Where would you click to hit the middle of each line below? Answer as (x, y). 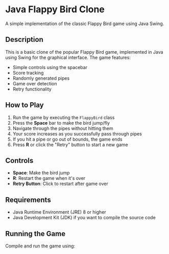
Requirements (28, 200)
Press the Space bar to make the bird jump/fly (61, 123)
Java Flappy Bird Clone (55, 9)
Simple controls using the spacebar (50, 67)
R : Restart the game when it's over (49, 178)
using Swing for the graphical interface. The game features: (68, 57)
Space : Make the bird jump (41, 173)
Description (24, 40)
